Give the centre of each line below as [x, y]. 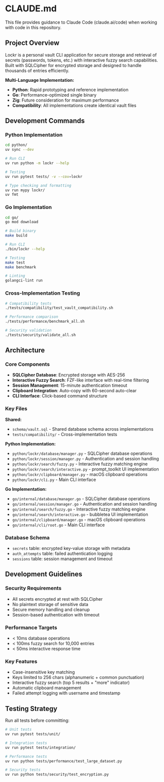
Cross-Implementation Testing [43, 293]
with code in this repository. [33, 27]
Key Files [16, 408]
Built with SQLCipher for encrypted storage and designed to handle [73, 65]
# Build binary [21, 231]
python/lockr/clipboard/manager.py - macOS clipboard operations [80, 474]
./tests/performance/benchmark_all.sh [45, 322]
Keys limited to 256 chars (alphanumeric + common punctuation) [78, 678]
